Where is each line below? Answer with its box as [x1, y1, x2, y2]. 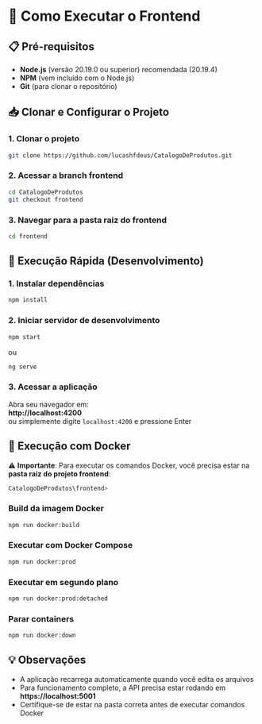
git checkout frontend [8, 195, 83, 203]
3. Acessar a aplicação [8, 381, 98, 392]
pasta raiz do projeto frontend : [8, 468, 111, 479]
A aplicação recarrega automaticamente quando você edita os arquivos [19, 674, 254, 684]
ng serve [8, 363, 37, 371]
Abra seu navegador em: [8, 399, 89, 409]
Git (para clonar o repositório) [19, 82, 118, 90]
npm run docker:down [8, 631, 77, 640]
